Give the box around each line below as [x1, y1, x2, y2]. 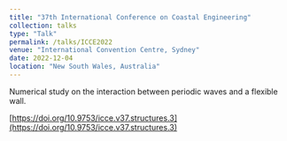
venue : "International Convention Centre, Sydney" [9, 46, 200, 55]
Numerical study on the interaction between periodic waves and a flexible [9, 85, 278, 97]
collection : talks [9, 21, 77, 30]
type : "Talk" [9, 29, 58, 38]
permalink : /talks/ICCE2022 [9, 37, 113, 47]
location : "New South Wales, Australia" [9, 63, 161, 71]
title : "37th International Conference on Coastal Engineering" [9, 12, 252, 22]
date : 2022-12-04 [9, 54, 74, 63]
